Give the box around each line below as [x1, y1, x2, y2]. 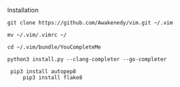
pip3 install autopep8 [10, 68, 77, 75]
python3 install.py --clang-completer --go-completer [7, 56, 167, 63]
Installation [7, 6, 39, 14]
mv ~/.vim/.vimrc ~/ [7, 31, 68, 38]
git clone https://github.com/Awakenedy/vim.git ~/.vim [7, 19, 173, 26]
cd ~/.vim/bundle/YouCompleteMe [7, 44, 101, 51]
